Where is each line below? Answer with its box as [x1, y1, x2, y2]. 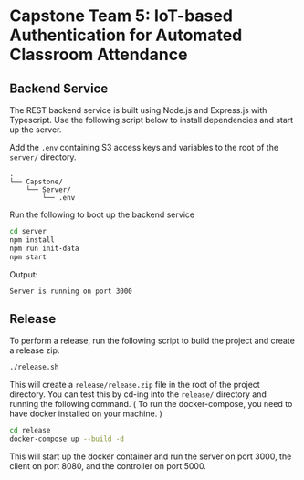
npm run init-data [9, 244, 79, 253]
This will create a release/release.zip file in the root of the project [9, 380, 260, 391]
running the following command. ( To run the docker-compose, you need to [9, 399, 293, 410]
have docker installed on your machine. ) [9, 408, 162, 420]
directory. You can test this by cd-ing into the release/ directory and [9, 389, 267, 400]
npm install [9, 235, 55, 245]
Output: [9, 268, 38, 279]
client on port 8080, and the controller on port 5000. [9, 460, 207, 471]
